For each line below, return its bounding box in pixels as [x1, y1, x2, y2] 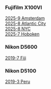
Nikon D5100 [5, 67, 37, 74]
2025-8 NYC [5, 26, 31, 32]
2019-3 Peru [5, 79, 30, 85]
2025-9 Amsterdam [5, 15, 45, 21]
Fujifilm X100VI [5, 4, 43, 11]
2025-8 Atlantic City [5, 20, 46, 26]
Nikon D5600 [5, 44, 38, 51]
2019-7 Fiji [5, 55, 26, 61]
